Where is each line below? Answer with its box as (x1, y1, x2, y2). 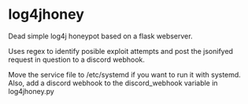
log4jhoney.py (8, 86, 55, 95)
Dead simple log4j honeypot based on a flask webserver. (8, 31, 193, 41)
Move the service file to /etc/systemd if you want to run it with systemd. (8, 70, 242, 79)
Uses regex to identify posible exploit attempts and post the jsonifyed (8, 46, 234, 56)
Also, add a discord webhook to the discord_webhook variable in (8, 78, 218, 88)
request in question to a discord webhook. (8, 55, 146, 64)
